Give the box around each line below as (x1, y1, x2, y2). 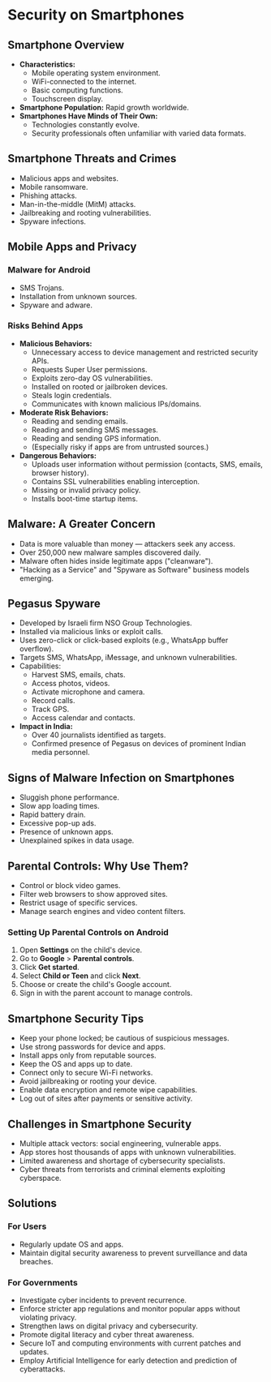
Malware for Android (7, 264, 91, 276)
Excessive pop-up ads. (19, 818, 97, 828)
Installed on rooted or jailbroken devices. (31, 381, 168, 391)
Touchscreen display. (31, 94, 103, 103)
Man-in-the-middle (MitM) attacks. (19, 199, 136, 208)
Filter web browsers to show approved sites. (19, 890, 168, 899)
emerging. (19, 573, 54, 583)
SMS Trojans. (19, 282, 64, 293)
